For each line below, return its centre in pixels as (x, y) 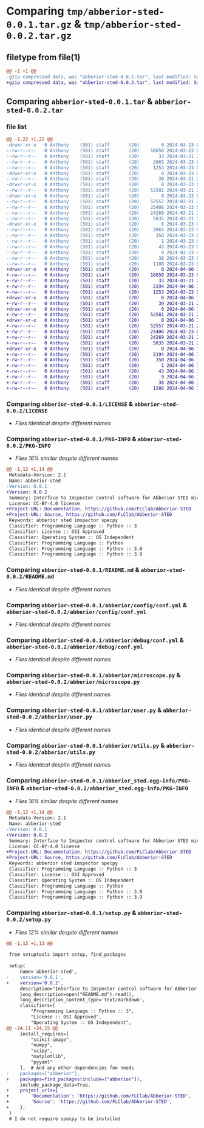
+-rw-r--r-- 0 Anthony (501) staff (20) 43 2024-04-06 (100, 371)
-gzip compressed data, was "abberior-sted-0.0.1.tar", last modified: (99, 77)
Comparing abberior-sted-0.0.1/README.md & (73, 570)
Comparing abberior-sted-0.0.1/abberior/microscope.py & (93, 675)
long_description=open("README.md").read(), (77, 994)
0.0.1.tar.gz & (44, 24)
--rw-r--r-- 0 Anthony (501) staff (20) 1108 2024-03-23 (100, 264)
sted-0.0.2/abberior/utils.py (51, 752)
